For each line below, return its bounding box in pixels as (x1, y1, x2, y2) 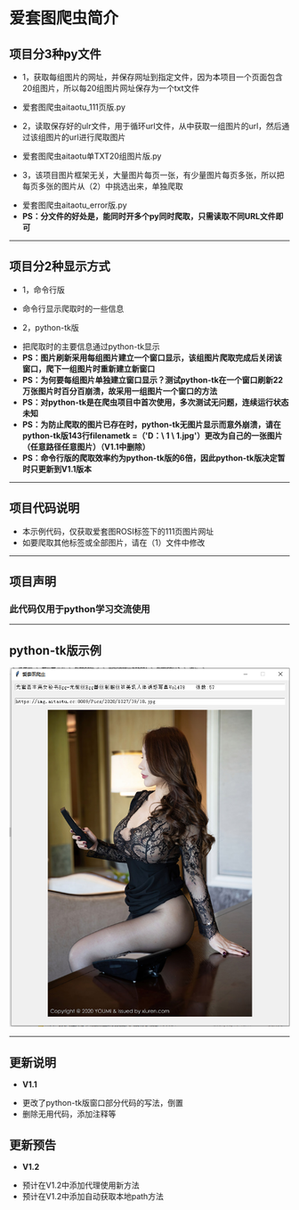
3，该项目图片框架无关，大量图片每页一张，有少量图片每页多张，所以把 (21, 170, 285, 180)
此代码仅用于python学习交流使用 (9, 602, 150, 615)
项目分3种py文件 (9, 46, 102, 61)
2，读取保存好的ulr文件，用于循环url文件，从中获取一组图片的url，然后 (21, 121, 282, 131)
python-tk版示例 (9, 642, 102, 658)
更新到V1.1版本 (37, 463, 92, 474)
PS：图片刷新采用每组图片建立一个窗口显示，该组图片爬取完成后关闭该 (21, 352, 283, 363)
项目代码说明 (9, 501, 80, 516)
